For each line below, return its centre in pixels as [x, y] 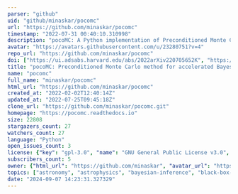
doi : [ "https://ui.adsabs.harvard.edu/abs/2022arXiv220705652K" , [106, 60]
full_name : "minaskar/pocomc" [52, 80]
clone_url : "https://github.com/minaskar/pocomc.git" [89, 107]
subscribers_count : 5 [39, 160]
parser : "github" [33, 14]
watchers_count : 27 [36, 133]
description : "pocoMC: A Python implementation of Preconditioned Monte [117, 41]
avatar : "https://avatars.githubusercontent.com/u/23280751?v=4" [106, 47]
